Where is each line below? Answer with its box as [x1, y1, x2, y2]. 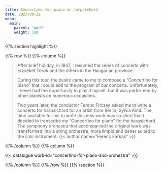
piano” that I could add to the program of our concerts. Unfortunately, [17, 82, 159, 88]
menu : [5, 16, 16, 21]
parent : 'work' [14, 25, 45, 30]
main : [9, 21, 21, 26]
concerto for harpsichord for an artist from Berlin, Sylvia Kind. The [17, 107, 152, 113]
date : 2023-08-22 [5, 12, 41, 17]
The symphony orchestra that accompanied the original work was [17, 123, 151, 129]
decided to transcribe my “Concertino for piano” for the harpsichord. [17, 118, 157, 123]
